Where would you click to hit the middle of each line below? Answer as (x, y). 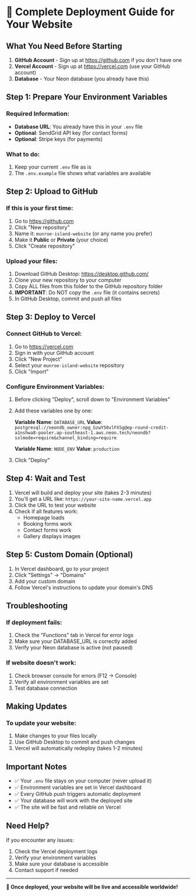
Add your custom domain (45, 581)
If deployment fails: (34, 622)
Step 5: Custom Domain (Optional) (69, 555)
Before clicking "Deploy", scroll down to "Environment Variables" (92, 399)
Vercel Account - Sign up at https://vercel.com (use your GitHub (92, 66)
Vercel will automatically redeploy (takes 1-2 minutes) (78, 748)
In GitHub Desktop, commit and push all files (68, 299)
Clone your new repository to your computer (68, 280)
